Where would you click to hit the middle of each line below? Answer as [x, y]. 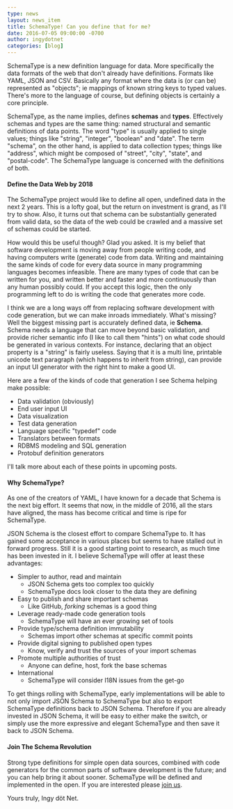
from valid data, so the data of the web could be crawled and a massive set [115, 222]
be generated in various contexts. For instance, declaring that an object [110, 345]
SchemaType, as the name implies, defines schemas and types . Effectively [115, 116]
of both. [18, 168]
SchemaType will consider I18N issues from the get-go [106, 680]
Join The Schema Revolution [49, 747]
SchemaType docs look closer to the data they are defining [112, 592]
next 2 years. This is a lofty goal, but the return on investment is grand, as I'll [117, 207]
